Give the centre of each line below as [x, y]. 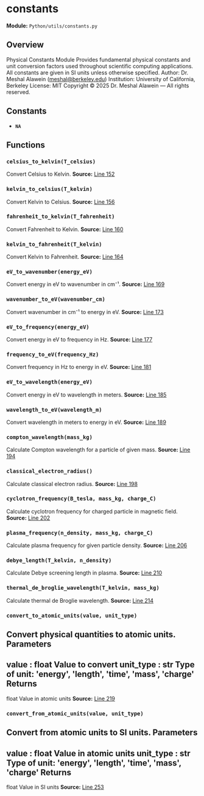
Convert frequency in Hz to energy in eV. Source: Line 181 [79, 367]
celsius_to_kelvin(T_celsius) [51, 161]
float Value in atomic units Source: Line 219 [61, 698]
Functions [26, 145]
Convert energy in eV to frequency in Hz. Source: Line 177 [79, 340]
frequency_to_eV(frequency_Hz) [53, 354]
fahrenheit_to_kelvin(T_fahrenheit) [61, 217]
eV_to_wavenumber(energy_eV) [50, 272]
